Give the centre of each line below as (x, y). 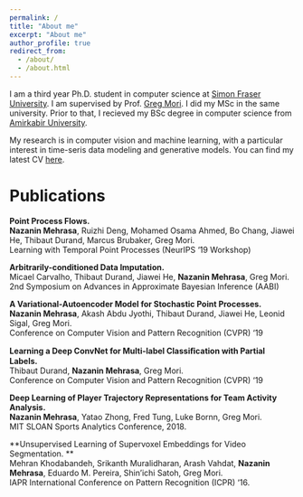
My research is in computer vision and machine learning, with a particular (146, 140)
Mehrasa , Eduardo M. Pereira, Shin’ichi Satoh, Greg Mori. (116, 473)
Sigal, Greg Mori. (41, 323)
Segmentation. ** (42, 454)
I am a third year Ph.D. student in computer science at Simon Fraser (135, 94)
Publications (57, 196)
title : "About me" (44, 26)
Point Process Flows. (50, 220)
